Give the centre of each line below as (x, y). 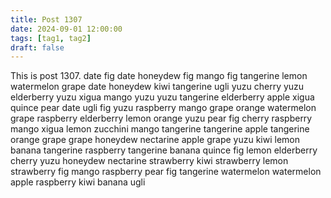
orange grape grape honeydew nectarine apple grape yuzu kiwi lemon (155, 140)
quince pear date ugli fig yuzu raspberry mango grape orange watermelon (163, 108)
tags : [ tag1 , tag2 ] (51, 38)
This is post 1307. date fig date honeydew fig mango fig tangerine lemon (159, 76)
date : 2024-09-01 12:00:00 (66, 29)
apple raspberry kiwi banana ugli (78, 182)
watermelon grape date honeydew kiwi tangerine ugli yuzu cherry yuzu (157, 87)
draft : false (37, 47)
